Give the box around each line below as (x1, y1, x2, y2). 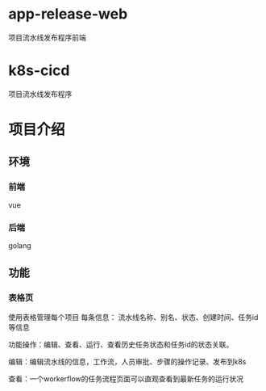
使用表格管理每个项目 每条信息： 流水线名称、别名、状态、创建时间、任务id (8, 312, 259, 322)
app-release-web (8, 5, 128, 23)
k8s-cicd (8, 61, 70, 80)
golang (8, 241, 32, 250)
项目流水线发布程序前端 (8, 32, 86, 42)
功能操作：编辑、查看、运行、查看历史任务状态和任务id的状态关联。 (8, 339, 234, 349)
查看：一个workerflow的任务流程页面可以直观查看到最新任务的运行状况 (8, 373, 244, 384)
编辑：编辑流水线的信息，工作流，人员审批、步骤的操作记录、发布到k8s (8, 356, 247, 366)
